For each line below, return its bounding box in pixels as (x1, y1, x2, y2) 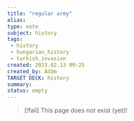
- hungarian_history (10, 49, 70, 56)
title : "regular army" (7, 10, 73, 17)
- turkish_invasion (10, 55, 67, 62)
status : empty (7, 87, 48, 94)
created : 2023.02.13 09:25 (7, 62, 85, 68)
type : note (7, 23, 39, 30)
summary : (7, 81, 32, 88)
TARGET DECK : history (7, 74, 70, 82)
